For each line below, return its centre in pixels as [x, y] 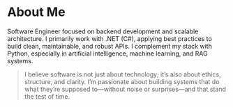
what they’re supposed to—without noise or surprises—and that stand [125, 89]
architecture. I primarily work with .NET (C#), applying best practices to [110, 38]
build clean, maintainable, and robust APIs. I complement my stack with [110, 46]
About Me [36, 12]
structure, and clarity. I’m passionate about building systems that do [122, 81]
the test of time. [47, 96]
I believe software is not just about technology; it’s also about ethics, [122, 74]
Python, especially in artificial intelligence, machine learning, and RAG [107, 53]
